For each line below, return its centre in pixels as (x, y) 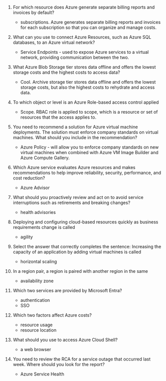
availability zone (37, 281)
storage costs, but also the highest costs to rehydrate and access (87, 87)
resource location (38, 330)
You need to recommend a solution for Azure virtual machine (75, 127)
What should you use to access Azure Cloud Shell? (65, 340)
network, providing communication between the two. (75, 57)
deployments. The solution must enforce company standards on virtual (85, 132)
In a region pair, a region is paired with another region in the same (81, 271)
